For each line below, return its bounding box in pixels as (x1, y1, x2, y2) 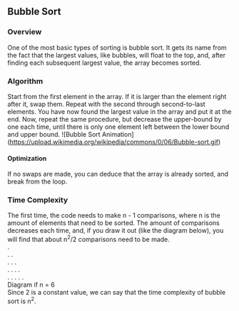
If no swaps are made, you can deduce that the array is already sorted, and (7, 170, 229, 179)
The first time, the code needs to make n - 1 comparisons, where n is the (7, 211, 221, 220)
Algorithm (7, 76, 44, 86)
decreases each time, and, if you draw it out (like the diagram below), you (7, 226, 224, 235)
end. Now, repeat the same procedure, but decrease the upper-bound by (7, 115, 222, 123)
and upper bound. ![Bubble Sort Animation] (7, 130, 134, 138)
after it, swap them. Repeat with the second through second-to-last (7, 100, 205, 108)
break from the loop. (7, 177, 68, 186)
